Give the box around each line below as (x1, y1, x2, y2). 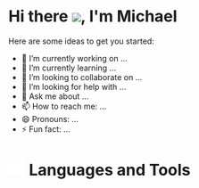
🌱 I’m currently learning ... (21, 62, 117, 73)
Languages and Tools (29, 160, 191, 180)
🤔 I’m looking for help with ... (21, 81, 127, 92)
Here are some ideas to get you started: (8, 36, 155, 46)
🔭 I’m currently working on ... (21, 53, 128, 63)
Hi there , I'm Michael (8, 6, 178, 27)
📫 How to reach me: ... (21, 101, 107, 111)
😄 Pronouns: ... (21, 113, 79, 124)
